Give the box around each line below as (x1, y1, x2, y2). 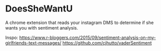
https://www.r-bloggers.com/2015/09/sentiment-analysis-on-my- (19, 34, 156, 40)
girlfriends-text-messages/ (5, 39, 62, 45)
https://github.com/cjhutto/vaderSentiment (62, 39, 152, 45)
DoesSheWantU (5, 3, 73, 14)
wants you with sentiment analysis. (5, 24, 78, 30)
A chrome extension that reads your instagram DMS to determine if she (5, 19, 154, 25)
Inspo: (5, 34, 19, 40)
